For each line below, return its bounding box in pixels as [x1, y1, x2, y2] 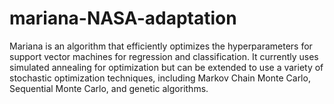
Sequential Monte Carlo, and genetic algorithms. [9, 82, 209, 94]
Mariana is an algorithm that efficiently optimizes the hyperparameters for [9, 40, 313, 52]
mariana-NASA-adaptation [9, 7, 237, 30]
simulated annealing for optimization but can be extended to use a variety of [9, 61, 324, 73]
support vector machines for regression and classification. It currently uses [9, 50, 319, 62]
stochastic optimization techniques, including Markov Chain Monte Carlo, [9, 72, 311, 84]
